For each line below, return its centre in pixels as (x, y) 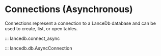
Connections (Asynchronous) (69, 9)
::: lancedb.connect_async (32, 38)
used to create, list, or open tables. (41, 28)
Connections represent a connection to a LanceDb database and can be (81, 23)
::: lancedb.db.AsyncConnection (38, 48)
